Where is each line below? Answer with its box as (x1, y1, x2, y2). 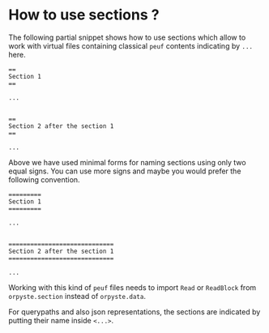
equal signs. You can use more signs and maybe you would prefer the (8, 166, 241, 176)
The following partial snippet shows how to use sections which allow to (8, 32, 246, 42)
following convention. (8, 174, 80, 184)
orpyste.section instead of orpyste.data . (8, 291, 146, 301)
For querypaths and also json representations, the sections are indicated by (8, 306, 261, 317)
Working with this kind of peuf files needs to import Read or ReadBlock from (8, 282, 257, 292)
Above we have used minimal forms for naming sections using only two (8, 157, 246, 167)
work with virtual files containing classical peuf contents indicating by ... (8, 41, 254, 50)
